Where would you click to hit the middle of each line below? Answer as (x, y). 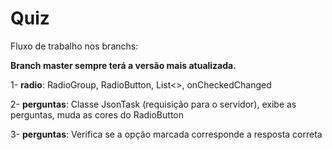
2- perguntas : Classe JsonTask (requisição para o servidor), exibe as (153, 104)
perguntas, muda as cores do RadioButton (97, 114)
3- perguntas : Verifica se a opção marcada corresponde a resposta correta (166, 134)
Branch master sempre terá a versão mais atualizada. (123, 65)
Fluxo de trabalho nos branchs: (74, 46)
